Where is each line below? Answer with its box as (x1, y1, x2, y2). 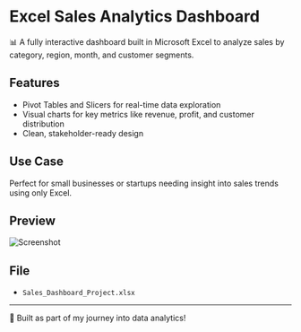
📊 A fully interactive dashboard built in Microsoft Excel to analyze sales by (9, 36, 285, 47)
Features (9, 75, 60, 91)
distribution (21, 118, 65, 129)
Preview (9, 213, 56, 228)
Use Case (9, 154, 64, 170)
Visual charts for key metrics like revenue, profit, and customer (21, 109, 255, 119)
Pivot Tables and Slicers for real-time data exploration (21, 99, 221, 109)
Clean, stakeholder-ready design (21, 127, 144, 138)
